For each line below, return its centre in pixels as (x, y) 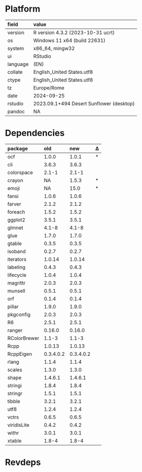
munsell (16, 291)
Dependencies (35, 133)
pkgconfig (19, 314)
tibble (14, 401)
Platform (23, 9)
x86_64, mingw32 (54, 48)
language (18, 64)
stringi (14, 386)
